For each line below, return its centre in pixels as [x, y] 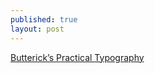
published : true [44, 19]
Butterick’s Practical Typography [77, 57]
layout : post [37, 29]
